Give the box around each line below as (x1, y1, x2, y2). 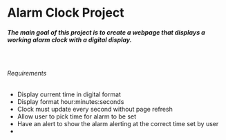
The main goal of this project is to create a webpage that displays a (7, 28, 205, 36)
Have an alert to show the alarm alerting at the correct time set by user (17, 120, 219, 128)
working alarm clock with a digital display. (7, 35, 133, 44)
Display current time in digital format (17, 90, 121, 98)
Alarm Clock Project (7, 5, 124, 21)
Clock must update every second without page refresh (17, 105, 173, 114)
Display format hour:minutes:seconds (17, 98, 124, 106)
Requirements (7, 69, 47, 77)
